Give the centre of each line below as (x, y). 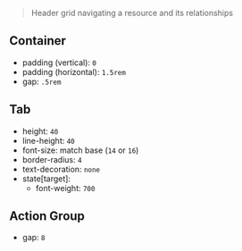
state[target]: (46, 179)
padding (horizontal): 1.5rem (74, 71)
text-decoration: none (61, 169)
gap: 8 (33, 238)
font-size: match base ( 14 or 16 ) (80, 150)
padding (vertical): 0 (59, 63)
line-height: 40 (49, 140)
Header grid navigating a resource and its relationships (132, 13)
